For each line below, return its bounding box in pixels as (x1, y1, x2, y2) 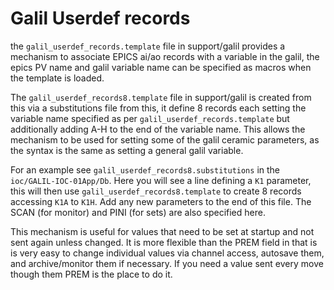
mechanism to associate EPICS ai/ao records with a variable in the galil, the (10, 50, 320, 62)
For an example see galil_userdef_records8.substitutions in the (10, 163, 280, 176)
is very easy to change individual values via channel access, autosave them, (10, 247, 325, 259)
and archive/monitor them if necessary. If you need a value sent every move (10, 257, 324, 269)
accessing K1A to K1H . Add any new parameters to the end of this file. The (10, 195, 312, 207)
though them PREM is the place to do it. (10, 268, 173, 280)
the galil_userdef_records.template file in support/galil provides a (10, 40, 286, 52)
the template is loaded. (10, 72, 105, 84)
